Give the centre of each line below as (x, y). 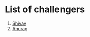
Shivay (19, 23)
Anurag (20, 28)
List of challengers (45, 9)
